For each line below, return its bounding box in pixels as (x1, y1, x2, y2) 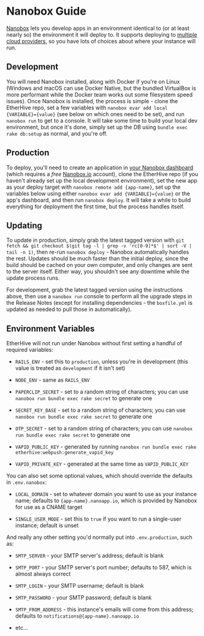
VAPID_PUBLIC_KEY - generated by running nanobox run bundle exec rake (15, 443, 197, 450)
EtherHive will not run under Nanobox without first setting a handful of (6, 340, 183, 347)
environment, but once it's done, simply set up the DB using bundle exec (6, 123, 188, 131)
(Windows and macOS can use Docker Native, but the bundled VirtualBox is (6, 84, 197, 92)
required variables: (6, 346, 54, 354)
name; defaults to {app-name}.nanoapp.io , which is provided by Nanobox (15, 497, 197, 505)
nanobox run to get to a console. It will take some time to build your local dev (6, 117, 198, 124)
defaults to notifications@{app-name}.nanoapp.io (15, 612, 139, 620)
